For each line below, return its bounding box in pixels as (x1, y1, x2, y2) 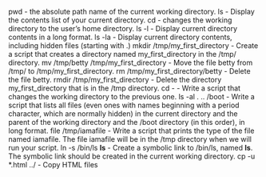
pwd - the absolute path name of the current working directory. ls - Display (8, 7, 256, 16)
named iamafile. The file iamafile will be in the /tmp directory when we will (8, 135, 252, 143)
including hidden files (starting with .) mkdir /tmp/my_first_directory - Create (8, 41, 259, 50)
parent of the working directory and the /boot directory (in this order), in (8, 118, 245, 127)
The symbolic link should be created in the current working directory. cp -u (8, 151, 256, 161)
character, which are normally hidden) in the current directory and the (8, 109, 238, 119)
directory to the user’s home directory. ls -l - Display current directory (8, 24, 238, 33)
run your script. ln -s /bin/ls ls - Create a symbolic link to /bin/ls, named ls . (8, 143, 253, 152)
